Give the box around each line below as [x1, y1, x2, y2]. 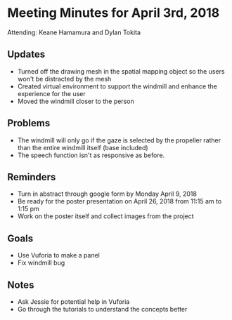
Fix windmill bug [17, 258, 65, 267]
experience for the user [17, 89, 86, 98]
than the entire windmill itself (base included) [17, 143, 149, 152]
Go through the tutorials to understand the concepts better [17, 305, 188, 313]
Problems [7, 117, 51, 129]
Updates [7, 48, 46, 60]
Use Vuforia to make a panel [17, 251, 100, 260]
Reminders [7, 171, 56, 183]
